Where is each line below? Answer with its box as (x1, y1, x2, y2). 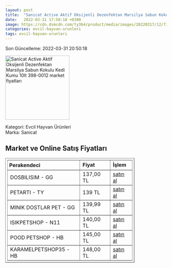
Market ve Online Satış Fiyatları (5, 144, 107, 153)
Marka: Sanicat (5, 129, 37, 135)
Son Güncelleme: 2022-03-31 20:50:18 (5, 46, 88, 51)
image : (5, 22, 19, 27)
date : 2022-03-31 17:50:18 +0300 (5, 17, 81, 22)
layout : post (5, 7, 33, 13)
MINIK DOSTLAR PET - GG (10, 203, 75, 211)
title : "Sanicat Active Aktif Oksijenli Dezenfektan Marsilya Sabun (5, 12, 157, 17)
